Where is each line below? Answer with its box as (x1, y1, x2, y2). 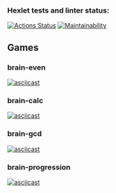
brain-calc (7, 95, 43, 105)
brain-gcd (7, 129, 42, 139)
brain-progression (7, 162, 71, 172)
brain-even (7, 62, 46, 72)
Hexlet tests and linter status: (7, 6, 110, 15)
